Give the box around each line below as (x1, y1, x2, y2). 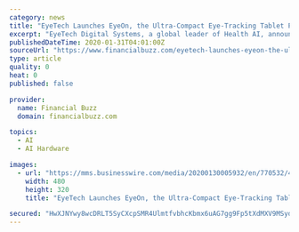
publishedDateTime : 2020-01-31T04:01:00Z (9, 37, 166, 47)
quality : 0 (9, 63, 50, 72)
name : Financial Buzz (17, 103, 98, 112)
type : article (9, 54, 62, 63)
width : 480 (25, 177, 66, 186)
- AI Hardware (17, 144, 69, 154)
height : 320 (25, 185, 69, 194)
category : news (9, 12, 66, 22)
